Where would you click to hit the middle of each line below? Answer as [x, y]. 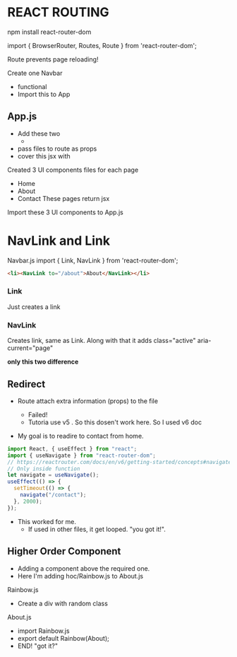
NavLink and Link [59, 240]
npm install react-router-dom [49, 32]
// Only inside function [44, 469]
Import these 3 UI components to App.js [65, 212]
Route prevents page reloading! [53, 59]
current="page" [30, 348]
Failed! [38, 414]
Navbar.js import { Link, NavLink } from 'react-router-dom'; [93, 260]
